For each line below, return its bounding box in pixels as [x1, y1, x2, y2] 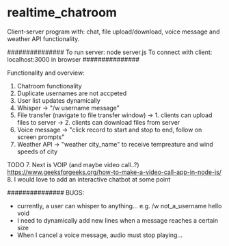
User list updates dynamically [16, 96, 100, 104]
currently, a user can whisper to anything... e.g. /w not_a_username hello [16, 201, 222, 210]
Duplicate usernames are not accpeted [16, 89, 127, 97]
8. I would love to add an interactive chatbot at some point [7, 175, 171, 183]
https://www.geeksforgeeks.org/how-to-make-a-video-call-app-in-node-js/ [7, 168, 222, 176]
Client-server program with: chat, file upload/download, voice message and [7, 27, 220, 36]
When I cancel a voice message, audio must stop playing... [16, 231, 183, 239]
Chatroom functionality [16, 82, 82, 90]
